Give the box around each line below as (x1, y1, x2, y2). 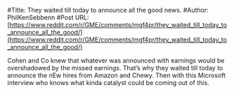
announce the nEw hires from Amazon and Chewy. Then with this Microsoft (7, 71, 226, 79)
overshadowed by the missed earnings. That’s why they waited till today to (7, 64, 223, 72)
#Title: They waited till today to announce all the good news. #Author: (7, 6, 209, 14)
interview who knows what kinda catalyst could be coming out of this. (7, 79, 209, 86)
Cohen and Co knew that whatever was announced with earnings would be (7, 56, 225, 65)
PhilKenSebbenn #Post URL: (7, 13, 89, 22)
